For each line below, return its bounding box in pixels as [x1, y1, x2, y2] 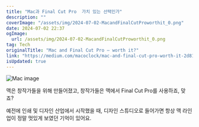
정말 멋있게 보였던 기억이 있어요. [17, 114, 92, 122]
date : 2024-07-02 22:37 [6, 25, 65, 31]
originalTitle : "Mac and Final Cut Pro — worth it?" [6, 47, 139, 53]
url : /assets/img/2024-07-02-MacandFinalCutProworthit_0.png [11, 36, 166, 42]
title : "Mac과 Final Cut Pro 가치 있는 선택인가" [6, 8, 123, 15]
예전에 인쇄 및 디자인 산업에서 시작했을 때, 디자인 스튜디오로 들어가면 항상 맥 [6, 107, 182, 114]
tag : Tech [6, 42, 31, 48]
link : [6, 53, 20, 59]
